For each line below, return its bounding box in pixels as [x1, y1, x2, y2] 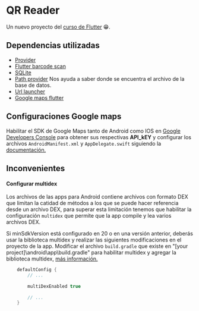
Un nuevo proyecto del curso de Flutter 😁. [6, 23, 111, 30]
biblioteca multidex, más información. [6, 255, 98, 262]
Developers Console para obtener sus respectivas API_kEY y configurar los [6, 133, 192, 140]
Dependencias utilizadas [6, 40, 100, 51]
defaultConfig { [17, 267, 58, 273]
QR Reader [6, 4, 60, 17]
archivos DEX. [6, 218, 40, 226]
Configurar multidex [6, 180, 58, 187]
